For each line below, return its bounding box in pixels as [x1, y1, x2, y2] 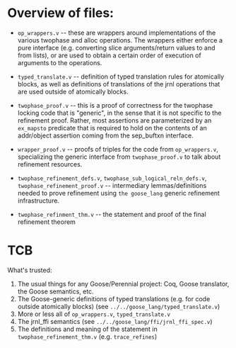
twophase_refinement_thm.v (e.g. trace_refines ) [17, 332, 158, 341]
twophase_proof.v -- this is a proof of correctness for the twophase [17, 101, 213, 109]
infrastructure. [17, 196, 60, 205]
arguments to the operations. [17, 58, 102, 67]
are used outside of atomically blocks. [17, 87, 129, 96]
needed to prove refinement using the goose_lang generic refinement [17, 189, 220, 197]
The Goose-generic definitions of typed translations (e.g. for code [17, 294, 211, 303]
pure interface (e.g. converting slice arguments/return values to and [17, 43, 216, 52]
